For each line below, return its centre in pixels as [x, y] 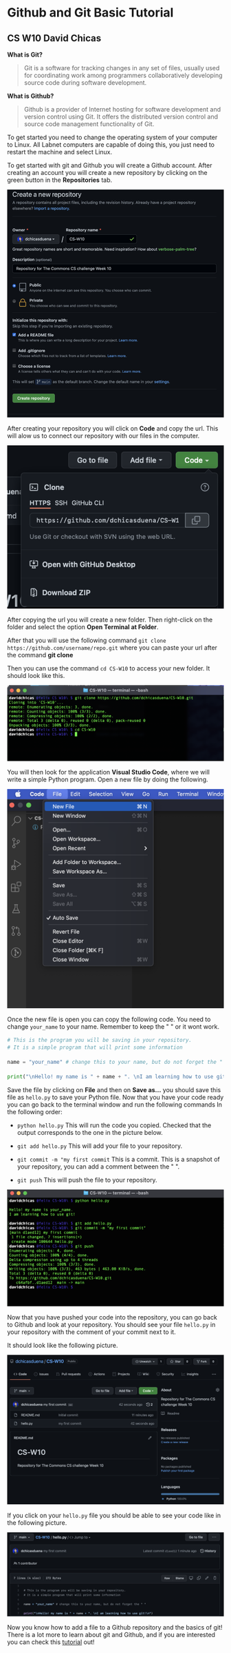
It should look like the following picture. [63, 1345]
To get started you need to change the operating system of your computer [112, 137]
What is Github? [31, 96]
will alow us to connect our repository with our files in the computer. [103, 436]
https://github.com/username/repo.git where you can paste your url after [112, 647]
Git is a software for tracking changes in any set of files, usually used [122, 68]
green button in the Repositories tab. [59, 180]
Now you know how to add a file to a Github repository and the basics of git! [115, 1628]
